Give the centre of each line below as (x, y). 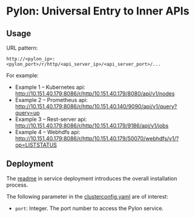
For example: (23, 75)
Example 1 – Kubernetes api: (50, 87)
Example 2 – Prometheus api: (51, 100)
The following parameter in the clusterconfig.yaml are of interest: (87, 196)
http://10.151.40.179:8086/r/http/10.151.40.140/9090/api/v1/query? (96, 106)
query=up (27, 113)
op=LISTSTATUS (36, 145)
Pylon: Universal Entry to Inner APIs (98, 11)
